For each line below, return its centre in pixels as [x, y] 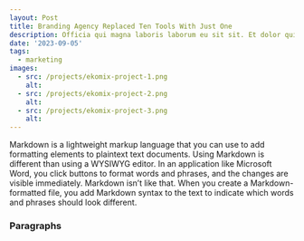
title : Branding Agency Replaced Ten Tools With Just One [121, 26]
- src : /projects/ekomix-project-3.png [93, 111]
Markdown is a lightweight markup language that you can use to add [137, 145]
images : [24, 69]
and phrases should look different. [73, 202]
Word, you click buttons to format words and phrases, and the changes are [149, 174]
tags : [19, 52]
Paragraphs [35, 226]
